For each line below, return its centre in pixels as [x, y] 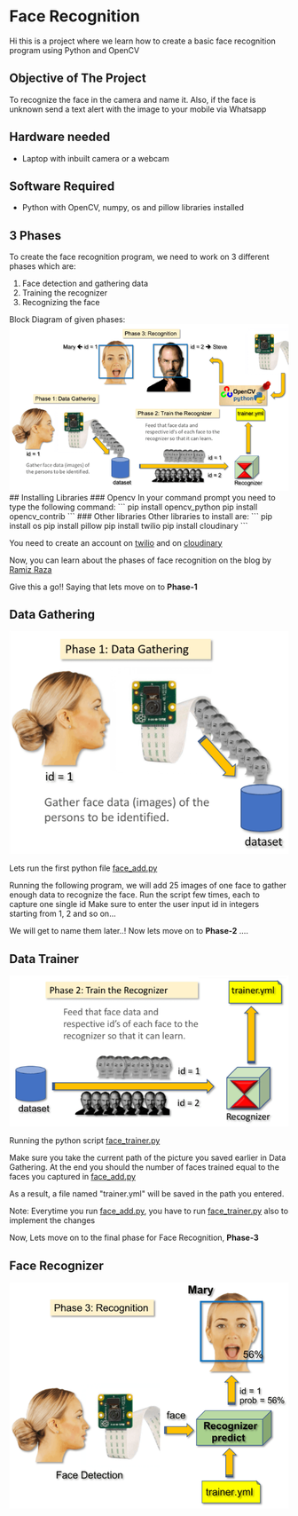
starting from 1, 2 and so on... [63, 914]
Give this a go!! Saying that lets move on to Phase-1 [103, 587]
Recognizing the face [61, 303]
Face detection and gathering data [85, 284]
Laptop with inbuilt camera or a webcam [96, 158]
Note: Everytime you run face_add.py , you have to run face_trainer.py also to [149, 1211]
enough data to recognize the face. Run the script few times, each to [134, 895]
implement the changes [52, 1220]
